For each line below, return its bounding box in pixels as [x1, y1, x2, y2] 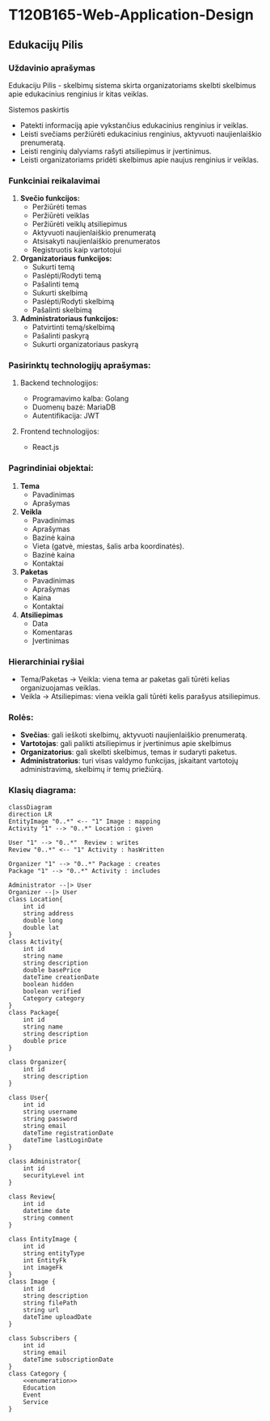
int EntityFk [23, 1256, 67, 1264]
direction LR [8, 810, 53, 818]
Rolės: [8, 711, 34, 723]
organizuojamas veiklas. [19, 683, 101, 693]
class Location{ [8, 895, 63, 903]
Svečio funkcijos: [19, 193, 81, 203]
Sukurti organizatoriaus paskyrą [32, 340, 139, 350]
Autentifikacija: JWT [32, 411, 99, 421]
